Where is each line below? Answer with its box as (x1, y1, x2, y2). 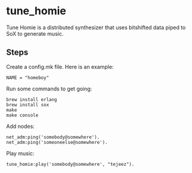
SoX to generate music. (6, 30, 64, 37)
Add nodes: (6, 122, 35, 130)
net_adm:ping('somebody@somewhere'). (6, 134, 100, 140)
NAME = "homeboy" (6, 74, 49, 81)
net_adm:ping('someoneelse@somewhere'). (6, 139, 109, 145)
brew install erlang (6, 96, 58, 102)
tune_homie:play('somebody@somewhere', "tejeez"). (6, 161, 135, 167)
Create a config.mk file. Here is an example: (6, 63, 114, 70)
